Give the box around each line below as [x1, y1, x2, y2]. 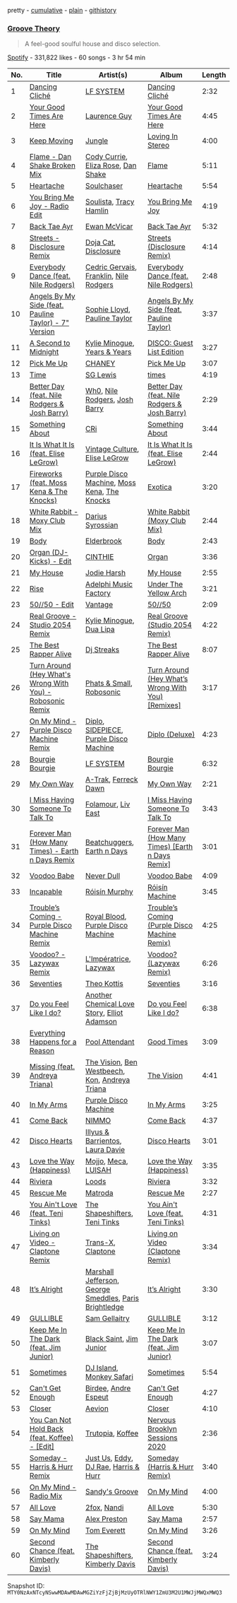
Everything [29, 1028, 66, 1038]
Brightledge [85, 1302, 125, 1312]
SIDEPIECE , [85, 725, 123, 735]
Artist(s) [98, 70, 128, 80]
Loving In [147, 131, 178, 141]
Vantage [85, 600, 114, 610]
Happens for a [29, 1037, 77, 1047]
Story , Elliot [85, 1008, 123, 1018]
